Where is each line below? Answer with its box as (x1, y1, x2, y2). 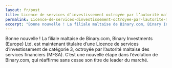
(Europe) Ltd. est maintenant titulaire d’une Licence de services (5, 41, 139, 47)
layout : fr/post (5, 7, 40, 13)
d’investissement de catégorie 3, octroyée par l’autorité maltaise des (5, 46, 149, 52)
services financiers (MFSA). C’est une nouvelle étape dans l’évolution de (5, 52, 158, 58)
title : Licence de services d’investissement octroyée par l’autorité (5, 12, 159, 17)
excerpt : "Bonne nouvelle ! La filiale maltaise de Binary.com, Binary (5, 21, 161, 27)
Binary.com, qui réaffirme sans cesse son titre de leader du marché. (5, 57, 148, 63)
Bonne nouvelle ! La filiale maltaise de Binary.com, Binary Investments (5, 36, 153, 42)
